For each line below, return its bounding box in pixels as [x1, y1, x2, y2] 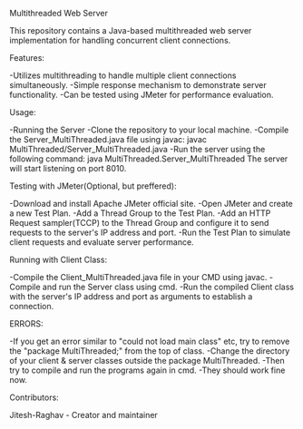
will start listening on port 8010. [9, 163, 127, 173]
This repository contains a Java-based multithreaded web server [9, 25, 252, 35]
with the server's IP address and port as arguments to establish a [9, 291, 253, 302]
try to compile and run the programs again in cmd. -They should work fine [9, 365, 286, 375]
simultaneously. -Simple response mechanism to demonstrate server [9, 80, 268, 90]
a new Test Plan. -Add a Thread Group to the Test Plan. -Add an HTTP [9, 208, 271, 219]
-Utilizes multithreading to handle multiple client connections [9, 70, 237, 81]
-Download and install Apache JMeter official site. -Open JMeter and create [9, 199, 293, 209]
